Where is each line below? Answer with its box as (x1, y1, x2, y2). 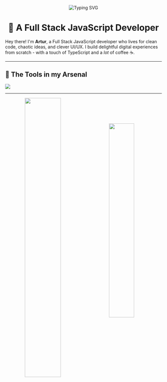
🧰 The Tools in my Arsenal (5, 70, 87, 79)
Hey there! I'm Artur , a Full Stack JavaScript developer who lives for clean (5, 38, 158, 44)
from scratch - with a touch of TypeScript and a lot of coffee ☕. (5, 49, 135, 55)
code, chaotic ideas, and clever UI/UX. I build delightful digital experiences (5, 44, 158, 50)
